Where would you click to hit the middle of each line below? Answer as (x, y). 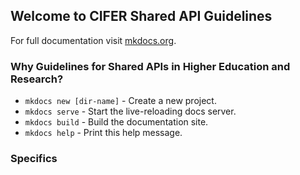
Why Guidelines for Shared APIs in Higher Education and (150, 66)
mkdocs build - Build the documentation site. (116, 122)
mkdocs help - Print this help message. (103, 133)
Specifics (34, 159)
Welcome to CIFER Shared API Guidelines (141, 16)
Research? (37, 79)
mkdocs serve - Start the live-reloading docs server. (130, 111)
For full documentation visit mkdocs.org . (93, 40)
